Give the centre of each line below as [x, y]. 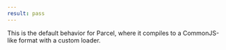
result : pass [26, 13]
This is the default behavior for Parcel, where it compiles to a [95, 33]
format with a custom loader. [59, 40]
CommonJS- [201, 33]
